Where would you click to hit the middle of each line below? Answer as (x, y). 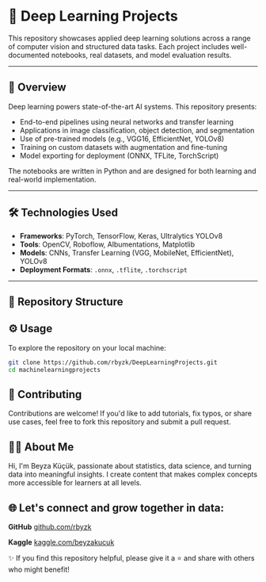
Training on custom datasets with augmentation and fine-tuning (123, 147)
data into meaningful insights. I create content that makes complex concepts (133, 474)
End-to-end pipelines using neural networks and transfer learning (127, 121)
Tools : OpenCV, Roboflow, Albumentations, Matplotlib (107, 244)
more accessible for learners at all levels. (75, 483)
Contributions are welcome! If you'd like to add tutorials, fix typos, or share (130, 414)
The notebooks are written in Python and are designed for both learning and (132, 170)
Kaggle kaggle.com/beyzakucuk (61, 542)
